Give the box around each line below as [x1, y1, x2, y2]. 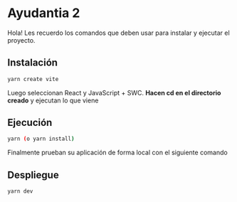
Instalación [7, 57, 58, 69]
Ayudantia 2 [7, 5, 80, 21]
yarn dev [7, 188, 33, 195]
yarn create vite [7, 75, 59, 83]
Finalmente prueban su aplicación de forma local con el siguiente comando [7, 148, 228, 157]
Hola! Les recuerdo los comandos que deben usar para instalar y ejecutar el [7, 28, 230, 37]
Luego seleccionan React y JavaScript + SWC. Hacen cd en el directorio [7, 88, 221, 97]
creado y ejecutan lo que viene [7, 96, 99, 105]
